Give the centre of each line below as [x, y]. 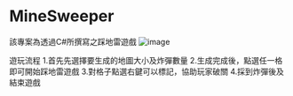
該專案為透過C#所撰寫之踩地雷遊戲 [73, 41]
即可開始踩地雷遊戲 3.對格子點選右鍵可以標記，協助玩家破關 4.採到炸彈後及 [146, 71]
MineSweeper [62, 16]
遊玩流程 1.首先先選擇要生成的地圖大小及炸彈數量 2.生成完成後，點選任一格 [146, 60]
